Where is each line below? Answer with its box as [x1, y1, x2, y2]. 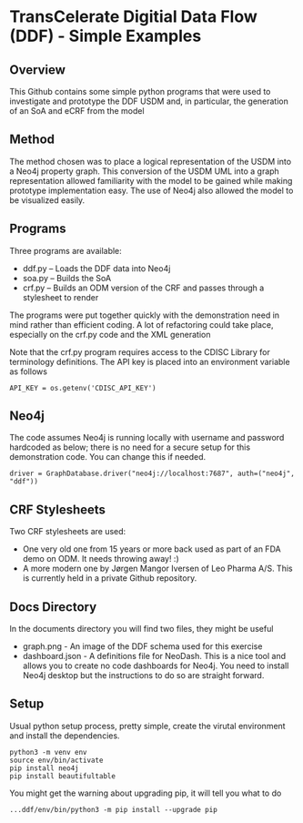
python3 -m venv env [9, 747, 88, 757]
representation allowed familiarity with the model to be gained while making [9, 175, 293, 186]
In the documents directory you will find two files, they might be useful [9, 624, 274, 635]
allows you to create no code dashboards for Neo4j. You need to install [22, 660, 289, 671]
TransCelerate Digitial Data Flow [9, 6, 258, 27]
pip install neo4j [9, 763, 79, 773]
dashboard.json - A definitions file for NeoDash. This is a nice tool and [22, 651, 287, 662]
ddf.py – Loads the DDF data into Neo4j [22, 262, 171, 274]
